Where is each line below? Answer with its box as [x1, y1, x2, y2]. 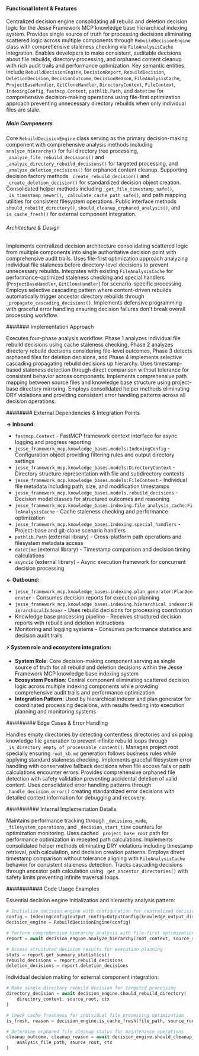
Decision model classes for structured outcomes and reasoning [14, 496, 170, 503]
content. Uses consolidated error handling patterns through [6, 781, 152, 789]
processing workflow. [6, 312, 59, 319]
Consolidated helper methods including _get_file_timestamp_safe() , [6, 185, 174, 192]
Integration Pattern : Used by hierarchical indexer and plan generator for [14, 695, 191, 703]
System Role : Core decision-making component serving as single [14, 658, 176, 665]
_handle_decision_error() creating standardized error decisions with [6, 788, 175, 795]
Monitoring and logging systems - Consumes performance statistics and [14, 626, 192, 633]
